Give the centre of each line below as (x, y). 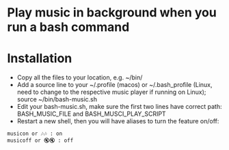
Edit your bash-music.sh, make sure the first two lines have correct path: (119, 107)
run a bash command (68, 27)
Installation (40, 59)
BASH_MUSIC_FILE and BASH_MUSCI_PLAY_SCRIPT (91, 114)
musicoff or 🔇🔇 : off (40, 141)
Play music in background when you (112, 13)
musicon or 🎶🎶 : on (35, 134)
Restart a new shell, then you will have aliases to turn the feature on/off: (118, 121)
